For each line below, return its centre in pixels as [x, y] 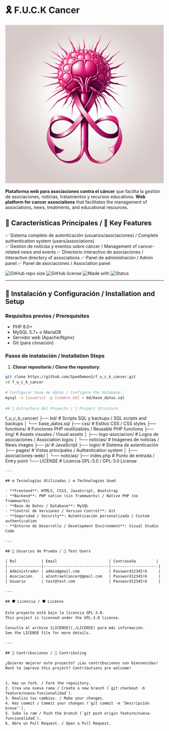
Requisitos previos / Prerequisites [47, 316]
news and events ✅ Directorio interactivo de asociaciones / [82, 252]
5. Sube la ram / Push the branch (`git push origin [62, 713]
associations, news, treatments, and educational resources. [67, 207]
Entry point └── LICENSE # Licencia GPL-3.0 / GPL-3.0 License [71, 461]
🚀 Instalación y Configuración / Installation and [80, 294]
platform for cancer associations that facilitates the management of [76, 202]
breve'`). [16, 708]
